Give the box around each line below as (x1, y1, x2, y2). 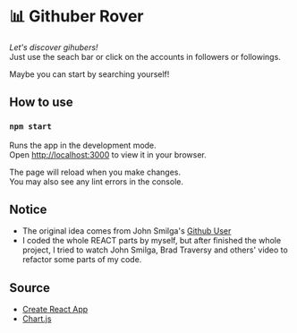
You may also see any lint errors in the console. (9, 175, 183, 187)
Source (9, 280, 51, 295)
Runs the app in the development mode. (9, 140, 157, 150)
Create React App (21, 304, 89, 315)
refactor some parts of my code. (21, 254, 142, 265)
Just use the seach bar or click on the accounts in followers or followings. (9, 51, 282, 62)
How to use (9, 95, 73, 110)
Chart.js (21, 313, 52, 324)
